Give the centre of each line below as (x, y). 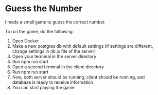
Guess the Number (44, 9)
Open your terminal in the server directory (54, 56)
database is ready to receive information (53, 82)
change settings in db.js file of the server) (54, 51)
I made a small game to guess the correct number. (55, 22)
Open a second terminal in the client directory (58, 67)
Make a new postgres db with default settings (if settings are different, (82, 46)
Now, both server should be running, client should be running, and (78, 77)
